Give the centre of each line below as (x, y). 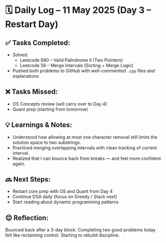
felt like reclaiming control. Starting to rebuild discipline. (62, 235)
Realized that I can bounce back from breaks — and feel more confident (86, 158)
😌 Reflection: (27, 218)
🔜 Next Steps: (28, 180)
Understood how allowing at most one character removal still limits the (85, 137)
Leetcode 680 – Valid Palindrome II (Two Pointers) (71, 60)
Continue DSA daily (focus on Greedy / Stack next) (65, 197)
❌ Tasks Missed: (31, 92)
